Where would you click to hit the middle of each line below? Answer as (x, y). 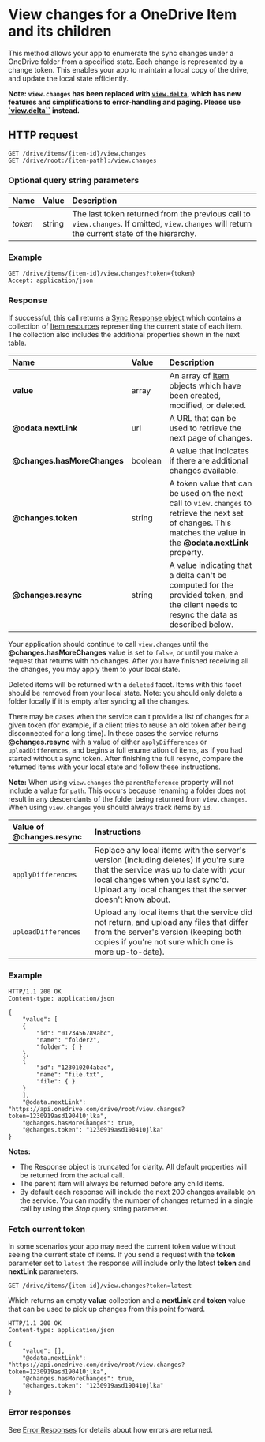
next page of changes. (211, 437)
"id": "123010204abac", (75, 1068)
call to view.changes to (211, 503)
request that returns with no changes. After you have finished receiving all (129, 660)
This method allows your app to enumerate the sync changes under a (121, 53)
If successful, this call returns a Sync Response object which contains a (125, 317)
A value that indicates (209, 450)
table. (17, 343)
